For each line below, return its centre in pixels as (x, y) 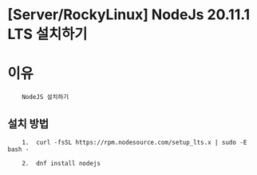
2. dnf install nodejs (61, 163)
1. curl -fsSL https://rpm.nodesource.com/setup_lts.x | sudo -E (134, 142)
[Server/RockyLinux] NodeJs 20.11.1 (129, 15)
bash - (18, 149)
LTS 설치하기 (47, 34)
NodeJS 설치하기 (45, 97)
